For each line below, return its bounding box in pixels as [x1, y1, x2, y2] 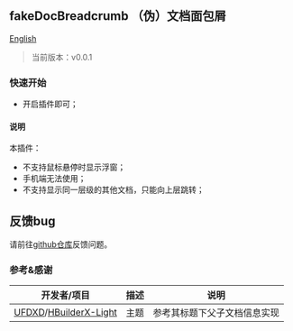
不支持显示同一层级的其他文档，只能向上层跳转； [22, 184, 205, 196]
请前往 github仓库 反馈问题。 [9, 239, 113, 250]
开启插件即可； [22, 98, 78, 110]
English [9, 32, 37, 43]
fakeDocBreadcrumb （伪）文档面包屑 [9, 8, 227, 24]
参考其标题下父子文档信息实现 [152, 307, 279, 319]
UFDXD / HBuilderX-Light [14, 306, 117, 318]
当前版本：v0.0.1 [31, 51, 93, 62]
